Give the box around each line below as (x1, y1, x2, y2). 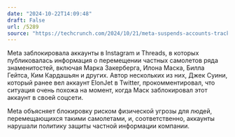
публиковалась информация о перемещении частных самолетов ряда (7, 57, 219, 65)
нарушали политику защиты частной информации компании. (7, 122, 190, 130)
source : (7, 29, 30, 37)
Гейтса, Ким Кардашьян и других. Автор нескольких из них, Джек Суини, (7, 71, 228, 80)
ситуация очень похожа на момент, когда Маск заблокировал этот (7, 86, 208, 94)
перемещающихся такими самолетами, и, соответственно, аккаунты (7, 115, 215, 123)
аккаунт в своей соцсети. (7, 94, 84, 102)
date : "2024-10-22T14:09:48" (7, 10, 92, 17)
